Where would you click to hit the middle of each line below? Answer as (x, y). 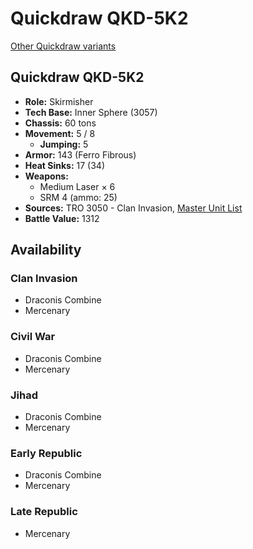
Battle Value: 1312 (62, 218)
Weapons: (46, 176)
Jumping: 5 (64, 144)
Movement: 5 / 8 (60, 133)
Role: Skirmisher (59, 101)
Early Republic (46, 453)
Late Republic (44, 512)
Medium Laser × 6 (77, 186)
